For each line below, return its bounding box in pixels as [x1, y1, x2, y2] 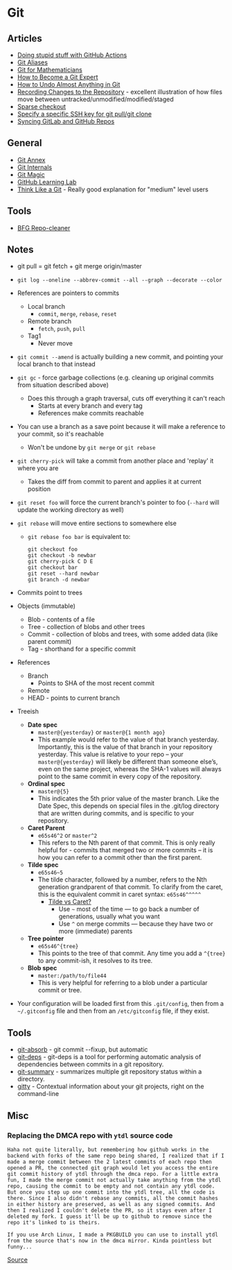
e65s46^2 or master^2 [37, 831, 98, 840]
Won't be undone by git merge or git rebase [27, 443, 156, 452]
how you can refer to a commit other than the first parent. [37, 853, 202, 861]
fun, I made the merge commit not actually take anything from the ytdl [7, 1176, 222, 1183]
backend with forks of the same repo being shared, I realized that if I [7, 1152, 225, 1159]
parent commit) [27, 637, 72, 646]
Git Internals [17, 163, 53, 171]
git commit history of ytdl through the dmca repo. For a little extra [7, 1170, 218, 1177]
